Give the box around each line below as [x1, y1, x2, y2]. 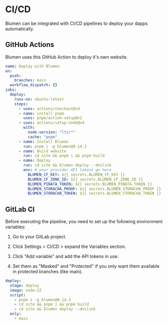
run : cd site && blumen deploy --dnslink [23, 163, 112, 168]
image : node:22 [10, 287, 42, 293]
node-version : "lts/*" [27, 130, 76, 135]
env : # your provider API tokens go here [23, 167, 112, 172]
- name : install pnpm [18, 111, 65, 116]
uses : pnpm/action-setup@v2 [23, 116, 82, 121]
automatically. [5, 25, 34, 31]
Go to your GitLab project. [12, 234, 67, 240]
